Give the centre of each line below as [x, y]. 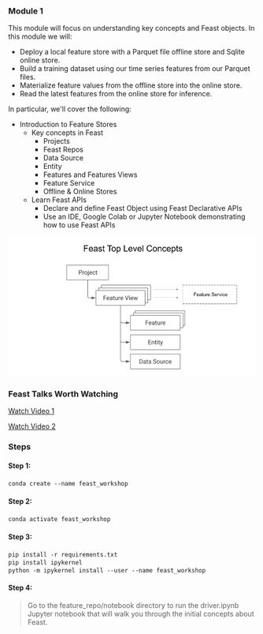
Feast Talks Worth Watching [63, 394]
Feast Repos [63, 150]
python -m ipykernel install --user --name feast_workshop [107, 570]
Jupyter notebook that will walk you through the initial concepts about [141, 613]
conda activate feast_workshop [59, 520]
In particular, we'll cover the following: [70, 109]
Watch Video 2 [32, 426]
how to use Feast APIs [79, 225]
